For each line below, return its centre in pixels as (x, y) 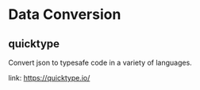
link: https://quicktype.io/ (49, 78)
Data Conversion (65, 15)
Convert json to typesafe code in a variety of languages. (100, 62)
